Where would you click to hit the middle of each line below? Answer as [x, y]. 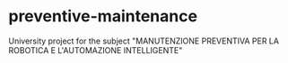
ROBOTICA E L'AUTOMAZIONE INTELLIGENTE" [96, 50]
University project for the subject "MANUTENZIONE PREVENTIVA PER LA [144, 41]
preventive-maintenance [103, 16]
